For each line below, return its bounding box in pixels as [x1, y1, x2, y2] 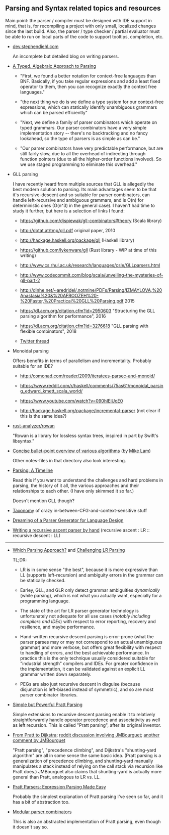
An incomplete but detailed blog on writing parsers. [12, 53, 119, 59]
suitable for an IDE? [12, 363, 53, 369]
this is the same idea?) [20, 413, 67, 419]
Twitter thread [20, 338, 49, 344]
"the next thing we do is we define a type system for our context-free [20, 99, 164, 105]
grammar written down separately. [20, 671, 92, 677]
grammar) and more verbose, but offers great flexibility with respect [20, 644, 161, 650]
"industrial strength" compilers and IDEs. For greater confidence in [20, 660, 158, 667]
